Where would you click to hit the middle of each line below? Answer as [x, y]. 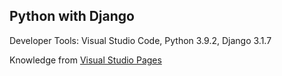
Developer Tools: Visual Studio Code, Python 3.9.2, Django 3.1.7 [140, 40]
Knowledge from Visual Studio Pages [85, 60]
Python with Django [72, 16]
